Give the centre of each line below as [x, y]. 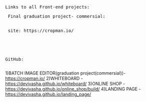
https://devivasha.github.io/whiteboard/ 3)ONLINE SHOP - [65, 84]
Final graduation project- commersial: [57, 16]
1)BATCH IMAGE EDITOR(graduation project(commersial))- [65, 73]
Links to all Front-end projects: [47, 7]
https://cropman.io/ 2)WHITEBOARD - [44, 78]
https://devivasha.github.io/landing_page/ [48, 94]
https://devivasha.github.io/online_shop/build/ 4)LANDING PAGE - [73, 89]
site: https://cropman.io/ [41, 31]
